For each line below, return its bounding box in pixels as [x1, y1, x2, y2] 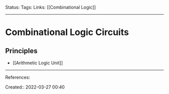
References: [5, 74, 30, 80]
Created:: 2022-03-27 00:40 [5, 84, 65, 90]
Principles [5, 46, 38, 55]
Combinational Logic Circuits [5, 27, 129, 38]
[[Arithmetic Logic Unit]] [12, 60, 63, 66]
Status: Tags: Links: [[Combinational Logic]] [5, 5, 96, 10]
